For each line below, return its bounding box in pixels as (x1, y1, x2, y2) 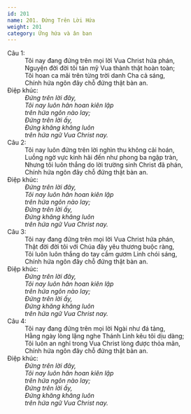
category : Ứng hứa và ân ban (7, 29, 92, 37)
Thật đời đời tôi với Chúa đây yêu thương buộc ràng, (24, 242, 175, 251)
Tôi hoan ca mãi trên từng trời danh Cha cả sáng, (24, 71, 166, 80)
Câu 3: (7, 228, 27, 236)
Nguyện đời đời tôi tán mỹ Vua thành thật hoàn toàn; (24, 64, 176, 72)
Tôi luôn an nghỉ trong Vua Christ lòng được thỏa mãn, (24, 339, 181, 347)
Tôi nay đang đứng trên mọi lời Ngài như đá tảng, (24, 324, 166, 333)
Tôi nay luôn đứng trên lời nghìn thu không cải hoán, (24, 146, 175, 154)
